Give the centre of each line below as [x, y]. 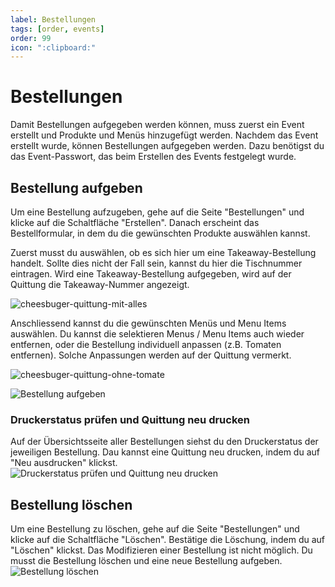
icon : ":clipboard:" [53, 47]
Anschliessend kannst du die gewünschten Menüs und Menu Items [148, 323]
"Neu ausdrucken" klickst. [64, 463]
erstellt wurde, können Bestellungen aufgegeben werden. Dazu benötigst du [167, 146]
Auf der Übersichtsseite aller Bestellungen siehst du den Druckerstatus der [164, 442]
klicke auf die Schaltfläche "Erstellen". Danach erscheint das [135, 222]
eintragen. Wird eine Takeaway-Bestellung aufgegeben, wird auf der [151, 274]
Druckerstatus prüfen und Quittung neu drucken [130, 419]
